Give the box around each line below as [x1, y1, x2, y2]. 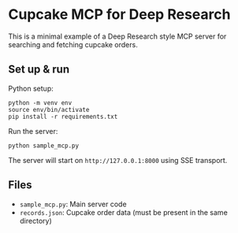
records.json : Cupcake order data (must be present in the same [19, 207, 229, 217]
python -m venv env [8, 98, 73, 107]
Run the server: [8, 126, 58, 135]
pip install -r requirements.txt [8, 113, 118, 120]
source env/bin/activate [8, 105, 90, 113]
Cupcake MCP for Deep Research [8, 6, 231, 24]
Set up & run [8, 63, 69, 76]
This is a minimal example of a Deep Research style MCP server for [8, 31, 227, 41]
